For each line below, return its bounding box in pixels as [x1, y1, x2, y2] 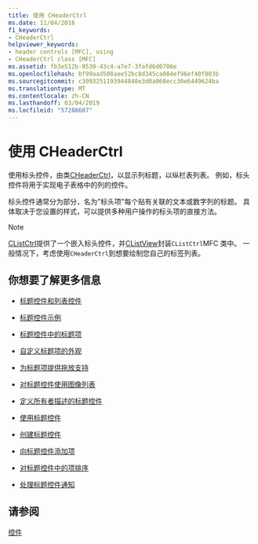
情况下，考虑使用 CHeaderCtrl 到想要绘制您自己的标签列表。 [14, 248, 205, 258]
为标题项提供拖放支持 [19, 362, 89, 372]
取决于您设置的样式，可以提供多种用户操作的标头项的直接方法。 [14, 206, 221, 216]
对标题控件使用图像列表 [19, 379, 96, 389]
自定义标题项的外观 [19, 346, 82, 355]
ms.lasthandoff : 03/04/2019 [8, 99, 100, 107]
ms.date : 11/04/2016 [8, 19, 76, 27]
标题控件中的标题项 [19, 329, 82, 339]
